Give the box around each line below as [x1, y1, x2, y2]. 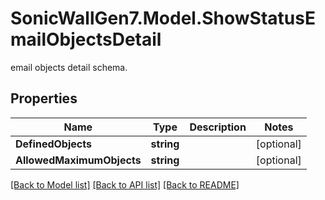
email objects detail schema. [10, 61, 128, 73]
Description [189, 120, 247, 134]
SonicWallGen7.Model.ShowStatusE [10, 7, 316, 30]
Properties [10, 90, 78, 107]
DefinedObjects [15, 137, 92, 151]
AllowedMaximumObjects [15, 153, 142, 167]
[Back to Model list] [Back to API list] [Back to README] [10, 178, 240, 191]
